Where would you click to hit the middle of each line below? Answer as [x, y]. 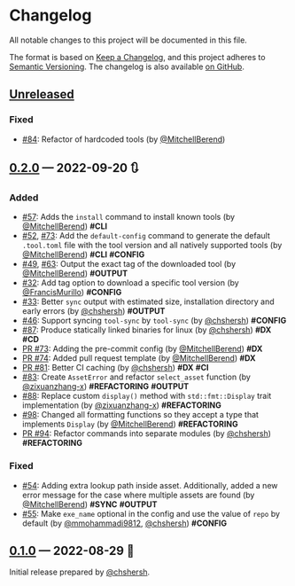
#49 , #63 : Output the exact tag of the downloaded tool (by [129, 264]
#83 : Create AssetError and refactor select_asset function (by [136, 377]
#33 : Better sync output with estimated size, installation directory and [148, 301]
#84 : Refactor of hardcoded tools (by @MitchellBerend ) [124, 139]
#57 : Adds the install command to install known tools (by [128, 217]
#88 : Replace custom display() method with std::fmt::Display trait [147, 396]
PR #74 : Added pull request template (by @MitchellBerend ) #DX [139, 358]
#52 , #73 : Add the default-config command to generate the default [146, 236]
